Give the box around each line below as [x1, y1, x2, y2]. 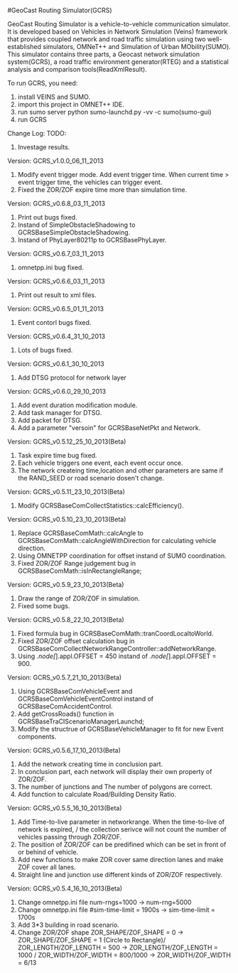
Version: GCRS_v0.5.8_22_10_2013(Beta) [7, 615, 124, 624]
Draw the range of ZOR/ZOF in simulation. [17, 594, 141, 603]
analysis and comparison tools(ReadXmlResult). [7, 65, 147, 73]
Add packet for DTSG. [17, 416, 82, 424]
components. [17, 732, 57, 741]
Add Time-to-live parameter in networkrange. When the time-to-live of [17, 817, 225, 826]
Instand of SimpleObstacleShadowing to [17, 220, 136, 229]
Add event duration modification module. [17, 401, 138, 409]
